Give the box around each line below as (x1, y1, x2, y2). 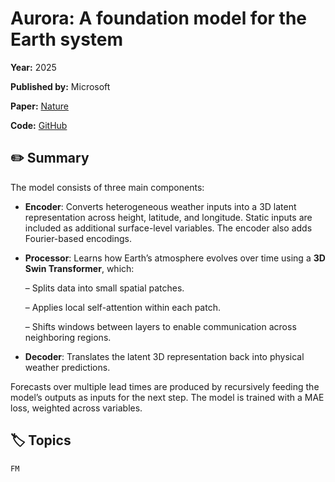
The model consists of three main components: (10, 181, 205, 193)
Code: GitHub (10, 119, 68, 131)
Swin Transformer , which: (24, 262, 135, 274)
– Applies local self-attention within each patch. (24, 301, 221, 313)
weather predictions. (24, 361, 111, 373)
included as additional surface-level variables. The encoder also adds (24, 222, 313, 234)
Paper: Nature (10, 100, 69, 112)
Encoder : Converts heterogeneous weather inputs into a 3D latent (24, 200, 297, 212)
